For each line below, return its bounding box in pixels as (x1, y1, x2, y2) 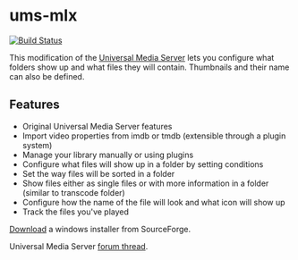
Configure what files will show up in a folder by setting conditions (21, 158, 264, 170)
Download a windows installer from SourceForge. (9, 223, 192, 234)
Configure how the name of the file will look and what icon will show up (21, 197, 285, 207)
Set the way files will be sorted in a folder (21, 168, 175, 179)
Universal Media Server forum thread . (9, 240, 149, 251)
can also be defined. (9, 71, 85, 81)
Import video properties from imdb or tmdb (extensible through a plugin (21, 130, 286, 141)
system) (21, 139, 53, 150)
